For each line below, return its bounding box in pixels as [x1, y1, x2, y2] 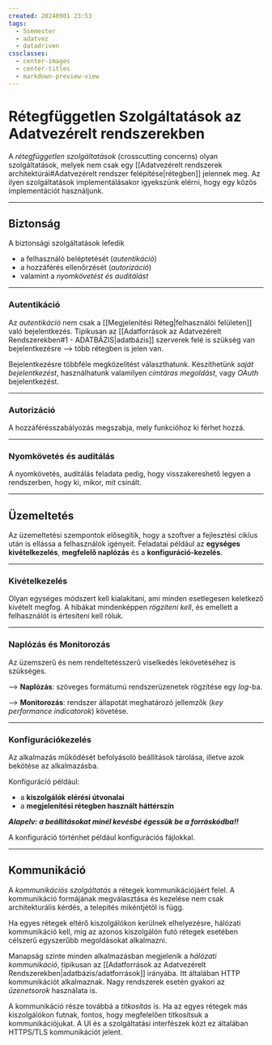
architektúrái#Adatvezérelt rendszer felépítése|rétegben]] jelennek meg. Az [8, 168, 261, 178]
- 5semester [15, 27, 57, 35]
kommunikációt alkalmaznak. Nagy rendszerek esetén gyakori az [8, 977, 225, 987]
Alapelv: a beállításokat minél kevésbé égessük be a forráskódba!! [8, 816, 239, 826]
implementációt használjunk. [8, 186, 104, 196]
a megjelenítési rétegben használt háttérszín [19, 801, 175, 811]
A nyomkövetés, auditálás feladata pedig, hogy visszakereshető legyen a [8, 469, 251, 479]
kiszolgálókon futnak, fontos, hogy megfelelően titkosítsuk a [8, 1009, 209, 1019]
